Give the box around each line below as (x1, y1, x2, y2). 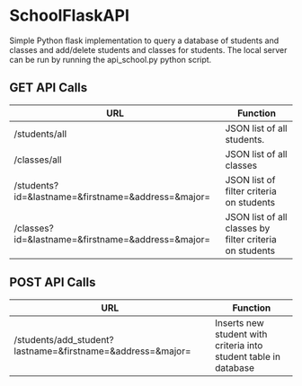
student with (214, 328, 268, 340)
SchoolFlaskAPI (9, 5, 130, 26)
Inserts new (214, 316, 265, 329)
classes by (225, 222, 271, 234)
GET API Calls (9, 80, 88, 95)
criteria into (214, 338, 263, 351)
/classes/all (13, 154, 62, 166)
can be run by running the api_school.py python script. (9, 54, 212, 65)
